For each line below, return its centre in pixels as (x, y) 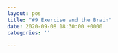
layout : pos (24, 13)
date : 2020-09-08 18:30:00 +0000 (55, 26)
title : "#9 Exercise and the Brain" (59, 20)
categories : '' (29, 33)
